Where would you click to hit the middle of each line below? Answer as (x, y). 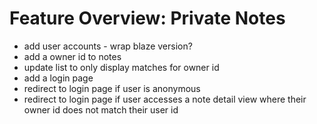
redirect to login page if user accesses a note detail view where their (165, 99)
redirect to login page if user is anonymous (112, 88)
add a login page (58, 78)
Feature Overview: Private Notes (147, 18)
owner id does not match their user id (101, 109)
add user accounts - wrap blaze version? (108, 46)
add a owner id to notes (72, 56)
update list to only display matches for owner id (121, 67)
